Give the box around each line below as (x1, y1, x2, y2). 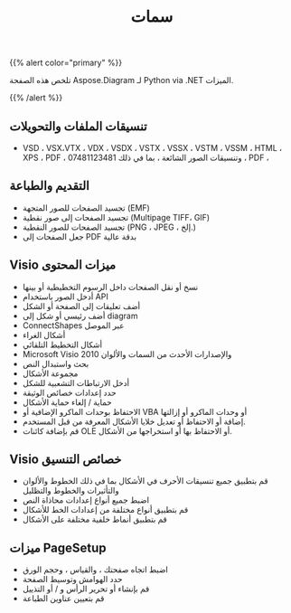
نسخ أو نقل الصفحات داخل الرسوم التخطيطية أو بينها (22, 281, 199, 292)
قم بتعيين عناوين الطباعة (22, 593, 105, 604)
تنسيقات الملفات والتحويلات (9, 118, 147, 134)
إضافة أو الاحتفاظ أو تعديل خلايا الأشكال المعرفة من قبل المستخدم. (22, 416, 246, 427)
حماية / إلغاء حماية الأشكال (22, 396, 112, 408)
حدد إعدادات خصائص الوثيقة (22, 387, 117, 398)
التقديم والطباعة (9, 178, 90, 193)
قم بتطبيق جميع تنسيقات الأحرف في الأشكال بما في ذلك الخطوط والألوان (22, 476, 268, 486)
